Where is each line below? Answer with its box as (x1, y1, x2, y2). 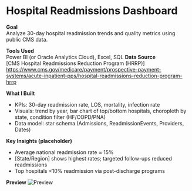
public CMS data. (6, 36, 48, 43)
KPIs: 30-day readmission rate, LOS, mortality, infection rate (14, 101, 160, 108)
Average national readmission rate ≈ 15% (14, 148, 114, 156)
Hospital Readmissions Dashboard (6, 4, 178, 18)
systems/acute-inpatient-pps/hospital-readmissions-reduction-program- (6, 72, 183, 79)
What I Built (6, 90, 35, 97)
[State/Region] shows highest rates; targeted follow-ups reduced (14, 155, 172, 162)
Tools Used (6, 47, 34, 54)
